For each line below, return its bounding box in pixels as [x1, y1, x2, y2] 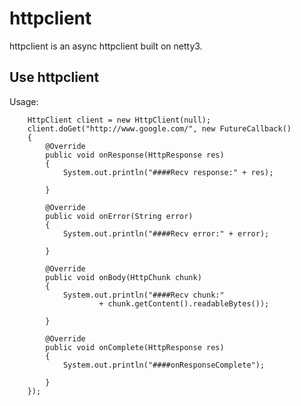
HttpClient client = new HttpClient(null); [27, 115, 212, 125]
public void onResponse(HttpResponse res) [45, 150, 225, 160]
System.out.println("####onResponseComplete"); [62, 360, 266, 370]
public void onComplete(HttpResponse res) [45, 342, 225, 352]
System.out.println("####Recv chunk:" [62, 290, 225, 300]
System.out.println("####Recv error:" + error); [62, 228, 270, 239]
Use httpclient [9, 69, 100, 86]
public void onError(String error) [45, 211, 194, 221]
